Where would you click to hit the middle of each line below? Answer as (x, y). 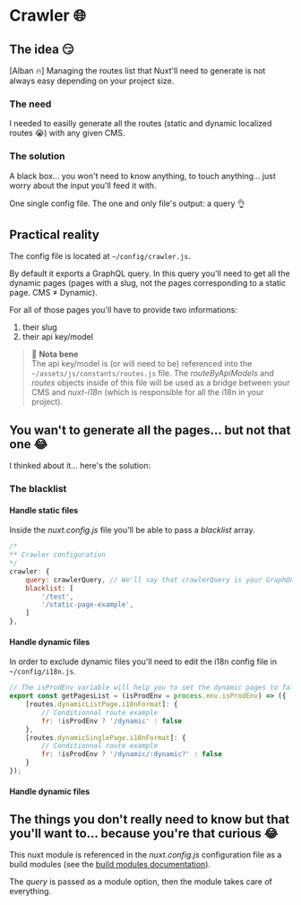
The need (30, 104)
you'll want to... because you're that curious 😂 (144, 833)
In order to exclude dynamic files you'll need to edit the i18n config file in (143, 662)
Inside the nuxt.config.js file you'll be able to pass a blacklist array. (132, 530)
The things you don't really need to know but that (150, 819)
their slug (40, 327)
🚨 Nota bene (55, 354)
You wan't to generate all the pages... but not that (150, 430)
